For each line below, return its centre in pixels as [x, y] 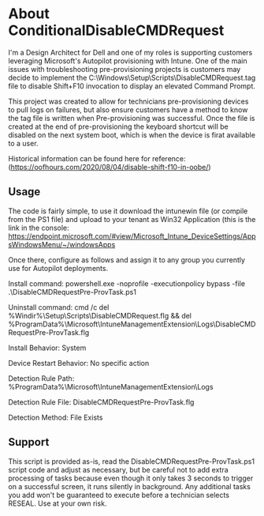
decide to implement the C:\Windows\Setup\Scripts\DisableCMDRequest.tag [132, 77]
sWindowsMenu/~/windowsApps [62, 244]
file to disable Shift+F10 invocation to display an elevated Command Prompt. [132, 86]
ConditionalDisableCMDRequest [116, 30]
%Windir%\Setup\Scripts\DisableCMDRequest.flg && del [100, 315]
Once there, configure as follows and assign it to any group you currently [127, 260]
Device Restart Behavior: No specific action [79, 363]
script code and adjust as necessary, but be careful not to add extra [118, 469]
